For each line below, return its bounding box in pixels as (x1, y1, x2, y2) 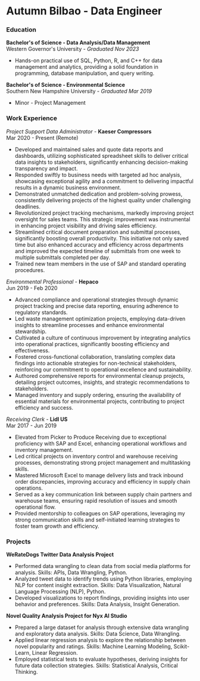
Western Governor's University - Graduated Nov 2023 (6, 45, 139, 53)
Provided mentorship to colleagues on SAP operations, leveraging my (14, 509, 186, 517)
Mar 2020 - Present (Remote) (6, 134, 79, 141)
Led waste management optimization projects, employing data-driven (14, 315, 186, 322)
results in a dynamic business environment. (14, 184, 121, 191)
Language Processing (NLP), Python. (14, 588, 106, 596)
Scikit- (173, 643, 190, 650)
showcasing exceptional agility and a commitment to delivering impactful (14, 178, 193, 185)
